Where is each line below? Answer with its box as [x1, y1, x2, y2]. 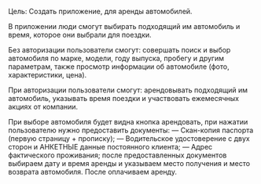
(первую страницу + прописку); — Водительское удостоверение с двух [8, 134, 250, 143]
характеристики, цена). [8, 70, 87, 79]
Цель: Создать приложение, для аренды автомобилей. [8, 7, 193, 16]
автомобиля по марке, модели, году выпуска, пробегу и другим [8, 54, 224, 63]
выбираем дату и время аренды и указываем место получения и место [8, 159, 250, 168]
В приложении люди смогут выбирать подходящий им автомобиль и [8, 22, 241, 31]
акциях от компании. [8, 102, 79, 111]
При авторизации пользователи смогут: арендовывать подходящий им [8, 85, 248, 95]
